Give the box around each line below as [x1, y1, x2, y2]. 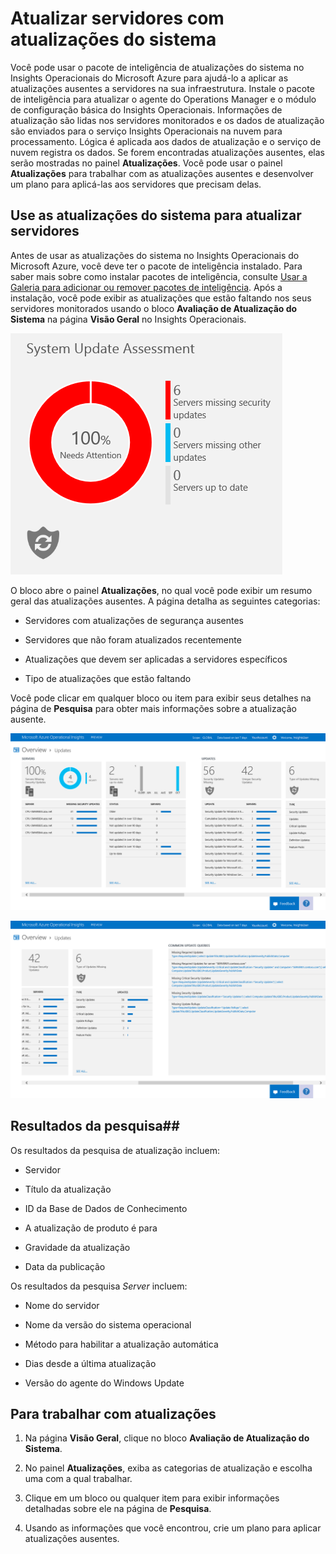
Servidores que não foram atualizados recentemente [24, 633, 242, 646]
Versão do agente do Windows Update [24, 1377, 185, 1389]
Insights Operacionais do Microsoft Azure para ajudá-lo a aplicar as [10, 72, 289, 84]
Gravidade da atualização [24, 1241, 131, 1253]
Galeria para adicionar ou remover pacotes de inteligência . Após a [10, 281, 283, 293]
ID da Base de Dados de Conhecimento [24, 1202, 188, 1214]
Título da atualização [24, 1183, 112, 1195]
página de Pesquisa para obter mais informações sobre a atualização [10, 702, 297, 714]
